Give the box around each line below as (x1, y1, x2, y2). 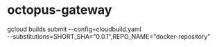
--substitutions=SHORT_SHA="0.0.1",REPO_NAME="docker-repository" (7, 32, 211, 40)
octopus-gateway (7, 2, 112, 18)
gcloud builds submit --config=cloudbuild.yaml (7, 25, 142, 33)
